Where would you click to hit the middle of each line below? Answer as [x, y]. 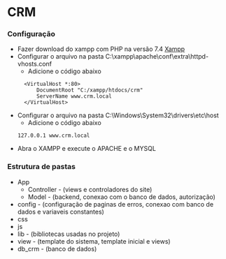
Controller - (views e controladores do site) [90, 189]
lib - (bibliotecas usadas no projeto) [69, 234]
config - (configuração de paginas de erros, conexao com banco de [115, 204]
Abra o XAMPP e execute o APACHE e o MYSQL [86, 149]
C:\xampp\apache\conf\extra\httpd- [157, 57]
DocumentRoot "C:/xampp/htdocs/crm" [90, 90]
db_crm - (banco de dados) [57, 249]
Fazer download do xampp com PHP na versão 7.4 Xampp [101, 49]
